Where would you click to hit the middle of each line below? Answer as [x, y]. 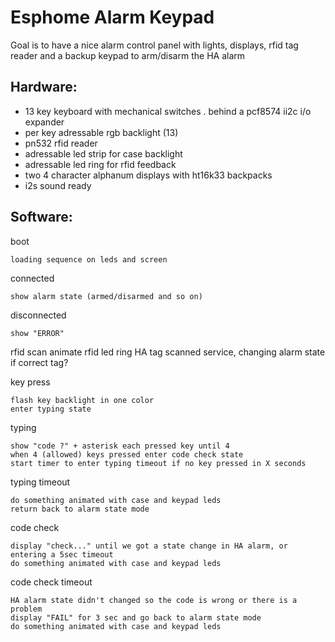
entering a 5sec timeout [62, 554]
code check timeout [51, 582]
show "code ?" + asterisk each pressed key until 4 [120, 446]
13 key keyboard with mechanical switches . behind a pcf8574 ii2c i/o [168, 111]
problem [26, 609]
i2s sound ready [58, 185]
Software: [41, 217]
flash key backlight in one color [82, 400]
